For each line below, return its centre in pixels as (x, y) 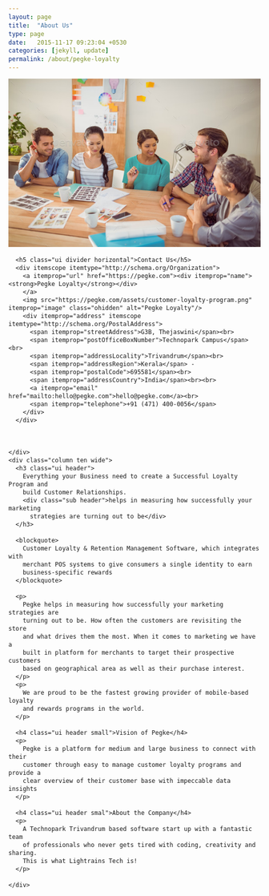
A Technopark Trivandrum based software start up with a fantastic (137, 829)
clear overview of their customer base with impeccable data (126, 781)
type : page (26, 34)
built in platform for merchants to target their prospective (128, 652)
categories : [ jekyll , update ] (59, 51)
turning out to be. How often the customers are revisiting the (132, 620)
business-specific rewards (68, 572)
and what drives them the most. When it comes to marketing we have (139, 636)
